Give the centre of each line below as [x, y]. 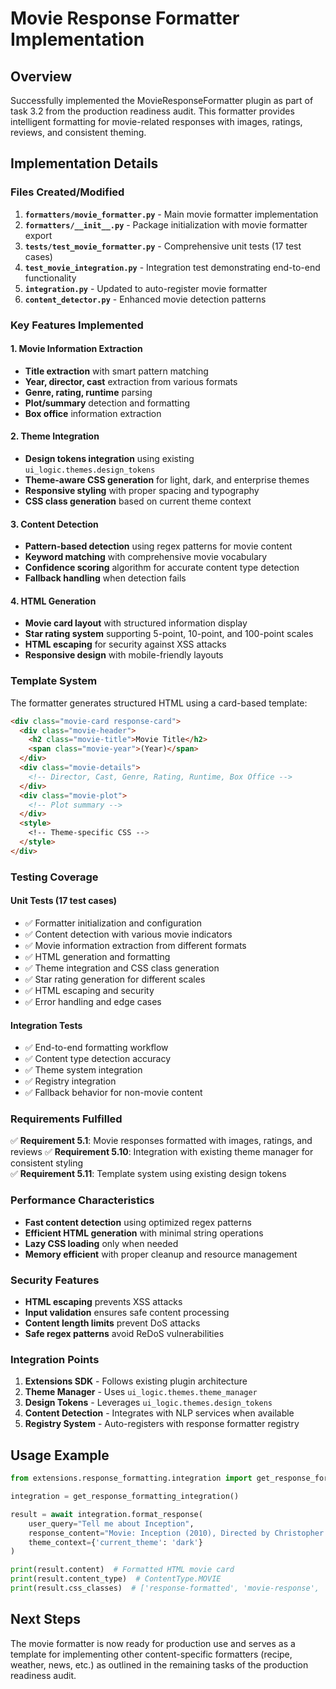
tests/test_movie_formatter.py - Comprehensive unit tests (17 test [163, 246]
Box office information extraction [93, 413]
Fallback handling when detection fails [105, 578]
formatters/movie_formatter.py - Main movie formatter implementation [171, 214]
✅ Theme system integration [83, 1070]
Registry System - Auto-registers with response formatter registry [162, 1424]
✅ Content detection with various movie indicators [128, 934]
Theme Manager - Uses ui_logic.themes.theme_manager [141, 1392]
